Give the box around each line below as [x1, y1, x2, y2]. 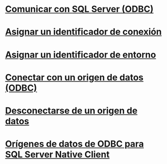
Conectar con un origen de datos [5, 72, 144, 83]
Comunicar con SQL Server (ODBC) [5, 3, 154, 15]
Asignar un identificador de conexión [5, 26, 162, 38]
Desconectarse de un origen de [5, 105, 138, 116]
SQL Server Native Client [5, 149, 110, 160]
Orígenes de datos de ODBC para [5, 138, 144, 150]
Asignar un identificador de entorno [5, 49, 157, 60]
